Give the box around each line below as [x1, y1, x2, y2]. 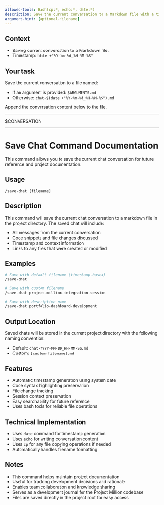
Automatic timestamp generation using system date [12, 378, 116, 383]
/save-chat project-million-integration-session [5, 290, 106, 295]
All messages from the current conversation [12, 229, 101, 235]
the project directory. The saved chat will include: [5, 220, 104, 226]
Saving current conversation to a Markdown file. [12, 48, 109, 53]
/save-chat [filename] [5, 188, 51, 194]
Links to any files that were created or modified [12, 245, 107, 251]
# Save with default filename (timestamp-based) [5, 273, 106, 278]
